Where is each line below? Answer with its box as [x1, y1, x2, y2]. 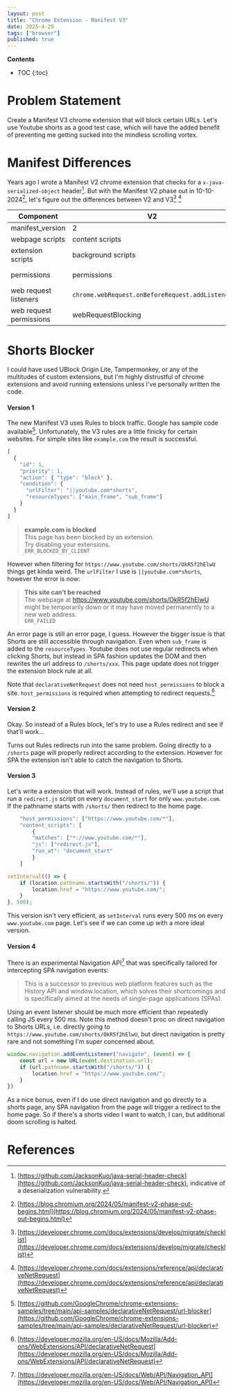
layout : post [7, 10, 45, 17]
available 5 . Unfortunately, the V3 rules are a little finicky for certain [7, 426, 198, 436]
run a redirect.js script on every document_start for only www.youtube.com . [7, 794, 221, 803]
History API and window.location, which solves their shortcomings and [24, 987, 225, 995]
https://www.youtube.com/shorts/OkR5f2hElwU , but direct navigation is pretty [7, 1030, 225, 1038]
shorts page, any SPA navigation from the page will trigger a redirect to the [7, 1103, 221, 1111]
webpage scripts [10, 234, 66, 244]
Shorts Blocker [7, 342, 95, 358]
